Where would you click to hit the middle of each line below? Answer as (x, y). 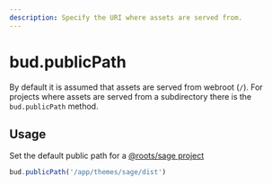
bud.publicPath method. (54, 106)
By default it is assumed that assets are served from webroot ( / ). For (136, 87)
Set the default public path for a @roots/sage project (107, 156)
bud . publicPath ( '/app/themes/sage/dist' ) (88, 172)
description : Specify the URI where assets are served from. (126, 18)
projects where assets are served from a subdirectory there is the (131, 96)
